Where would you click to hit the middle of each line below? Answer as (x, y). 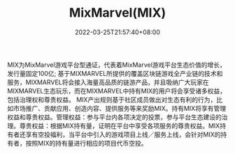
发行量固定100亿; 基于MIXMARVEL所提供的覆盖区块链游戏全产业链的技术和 (115, 73)
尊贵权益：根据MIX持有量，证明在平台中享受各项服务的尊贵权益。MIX (120, 125)
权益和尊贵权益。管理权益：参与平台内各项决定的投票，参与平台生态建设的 (114, 117)
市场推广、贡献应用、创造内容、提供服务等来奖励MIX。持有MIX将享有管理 (119, 108)
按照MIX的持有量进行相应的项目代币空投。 (86, 143)
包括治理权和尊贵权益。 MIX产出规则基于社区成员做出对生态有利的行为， (112, 100)
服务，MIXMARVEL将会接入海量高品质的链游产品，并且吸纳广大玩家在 (108, 82)
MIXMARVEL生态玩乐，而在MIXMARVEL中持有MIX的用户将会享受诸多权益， (117, 91)
